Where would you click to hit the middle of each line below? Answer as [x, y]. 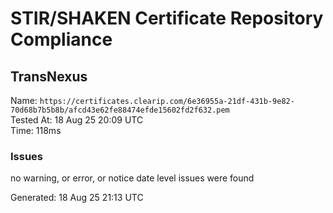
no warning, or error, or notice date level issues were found [132, 178]
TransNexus [49, 76]
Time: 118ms [36, 130]
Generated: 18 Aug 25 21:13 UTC [77, 198]
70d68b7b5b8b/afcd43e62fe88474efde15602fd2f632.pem [120, 110]
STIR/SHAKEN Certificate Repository [167, 18]
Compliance [61, 39]
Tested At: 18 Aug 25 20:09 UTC [77, 120]
